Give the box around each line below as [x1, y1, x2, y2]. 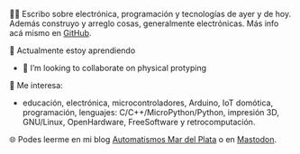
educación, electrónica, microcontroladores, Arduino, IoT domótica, [22, 97, 273, 108]
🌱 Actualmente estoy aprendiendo [9, 45, 136, 56]
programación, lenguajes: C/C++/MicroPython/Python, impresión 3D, [22, 107, 279, 117]
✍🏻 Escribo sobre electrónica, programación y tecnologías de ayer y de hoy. [9, 9, 291, 19]
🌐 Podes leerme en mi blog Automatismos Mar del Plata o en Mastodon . [9, 134, 277, 144]
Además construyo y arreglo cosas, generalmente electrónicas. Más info [9, 18, 279, 29]
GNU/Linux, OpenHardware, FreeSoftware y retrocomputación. [22, 117, 256, 127]
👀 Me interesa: [9, 80, 63, 90]
